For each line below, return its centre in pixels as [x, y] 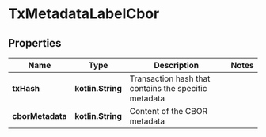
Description [177, 65]
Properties [35, 43]
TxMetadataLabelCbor [84, 14]
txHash [26, 88]
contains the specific [168, 88]
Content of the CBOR [169, 111]
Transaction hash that [170, 78]
